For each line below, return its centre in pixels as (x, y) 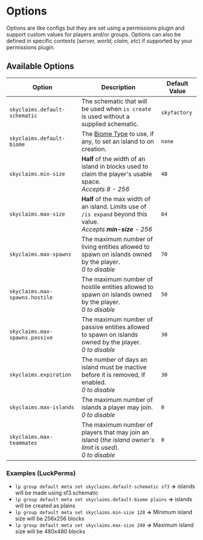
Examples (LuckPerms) (41, 473)
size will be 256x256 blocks (50, 519)
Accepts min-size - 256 (117, 229)
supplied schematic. (110, 124)
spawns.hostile (31, 297)
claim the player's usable (117, 174)
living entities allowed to (115, 247)
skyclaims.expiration (40, 375)
